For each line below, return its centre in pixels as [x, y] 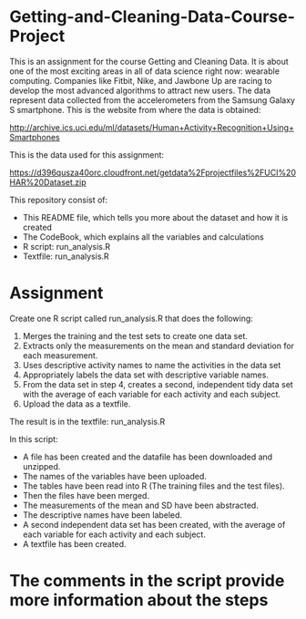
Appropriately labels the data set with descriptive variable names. [145, 375]
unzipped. [41, 466]
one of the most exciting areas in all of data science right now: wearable [145, 71]
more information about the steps [139, 600]
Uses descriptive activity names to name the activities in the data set [152, 365]
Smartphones [35, 137]
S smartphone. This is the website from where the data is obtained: [135, 109]
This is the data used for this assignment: [87, 155]
